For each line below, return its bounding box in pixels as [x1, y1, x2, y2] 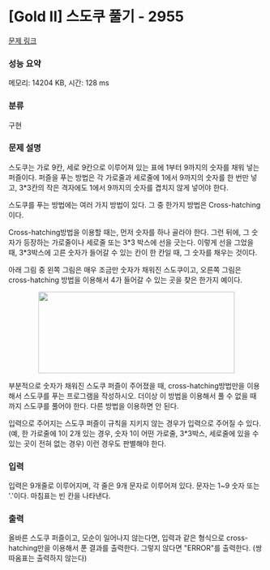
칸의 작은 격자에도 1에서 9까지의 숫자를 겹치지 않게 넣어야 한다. [31, 182, 229, 192]
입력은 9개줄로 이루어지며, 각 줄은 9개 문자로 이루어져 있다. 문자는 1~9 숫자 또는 [8, 481, 260, 491]
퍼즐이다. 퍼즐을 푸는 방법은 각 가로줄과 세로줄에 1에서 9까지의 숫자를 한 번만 [8, 172, 249, 182]
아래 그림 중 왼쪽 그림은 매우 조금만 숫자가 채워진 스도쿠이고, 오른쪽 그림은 [8, 264, 242, 274]
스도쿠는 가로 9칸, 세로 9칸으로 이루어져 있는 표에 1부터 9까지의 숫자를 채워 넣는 [8, 162, 260, 172]
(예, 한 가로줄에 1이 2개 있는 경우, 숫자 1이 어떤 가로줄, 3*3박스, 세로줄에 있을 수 [8, 428, 259, 438]
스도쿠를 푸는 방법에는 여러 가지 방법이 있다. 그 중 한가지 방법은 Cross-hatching [8, 199, 261, 209]
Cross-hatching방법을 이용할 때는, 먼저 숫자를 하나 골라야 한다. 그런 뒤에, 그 [8, 227, 250, 237]
